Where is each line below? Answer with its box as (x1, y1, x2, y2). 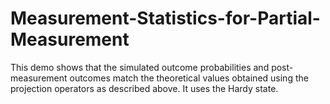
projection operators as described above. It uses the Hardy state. (10, 82, 279, 94)
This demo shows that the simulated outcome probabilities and (10, 61, 270, 73)
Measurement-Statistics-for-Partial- (10, 7, 321, 30)
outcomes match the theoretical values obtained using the (69, 72, 309, 84)
